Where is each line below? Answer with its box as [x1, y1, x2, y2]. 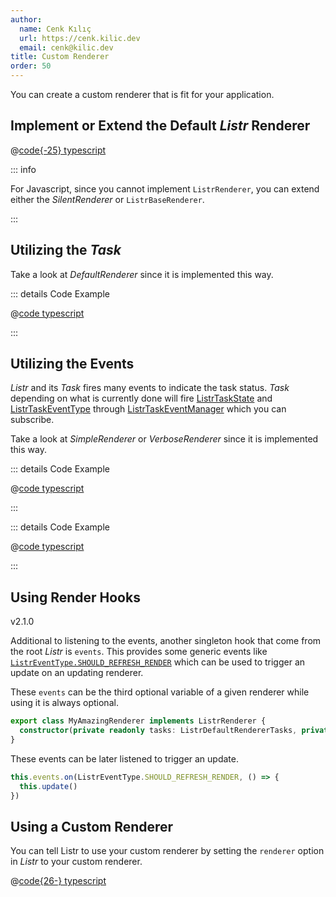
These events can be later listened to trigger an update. [10, 752, 240, 765]
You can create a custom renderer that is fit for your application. [10, 89, 275, 100]
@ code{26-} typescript [10, 875, 107, 887]
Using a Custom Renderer [10, 818, 174, 835]
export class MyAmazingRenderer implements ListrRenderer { [10, 716, 267, 726]
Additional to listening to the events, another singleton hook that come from [10, 635, 322, 647]
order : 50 [10, 61, 52, 71]
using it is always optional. [10, 697, 119, 709]
